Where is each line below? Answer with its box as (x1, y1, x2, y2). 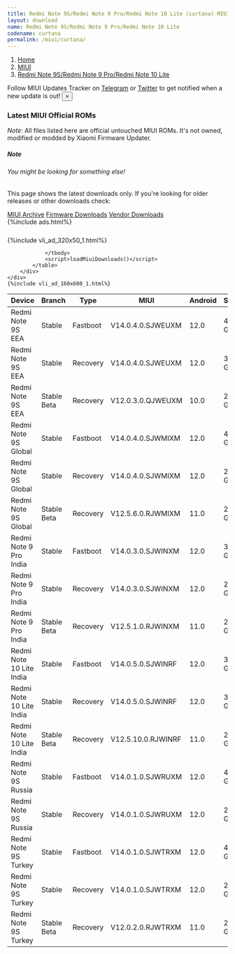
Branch (41, 295, 66, 305)
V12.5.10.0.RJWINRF (111, 734, 182, 744)
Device (10, 295, 35, 305)
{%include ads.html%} (7, 218, 72, 226)
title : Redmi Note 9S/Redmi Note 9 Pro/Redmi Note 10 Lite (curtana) (7, 10, 215, 17)
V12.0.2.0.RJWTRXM (111, 923, 182, 932)
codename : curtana (7, 29, 61, 37)
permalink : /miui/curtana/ (7, 36, 86, 43)
